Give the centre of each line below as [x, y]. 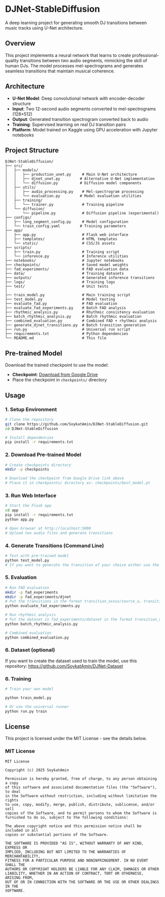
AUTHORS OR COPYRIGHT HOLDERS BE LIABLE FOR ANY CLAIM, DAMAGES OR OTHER [82, 869]
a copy [12, 783]
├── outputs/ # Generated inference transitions [80, 278]
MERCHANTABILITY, [23, 856]
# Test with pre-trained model [37, 556]
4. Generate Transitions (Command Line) [55, 546]
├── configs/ [18, 217]
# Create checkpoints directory [38, 465]
